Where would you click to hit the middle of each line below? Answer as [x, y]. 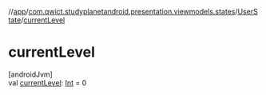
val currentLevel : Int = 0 [48, 82]
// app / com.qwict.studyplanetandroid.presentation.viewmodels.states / [123, 12]
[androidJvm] [31, 74]
